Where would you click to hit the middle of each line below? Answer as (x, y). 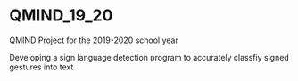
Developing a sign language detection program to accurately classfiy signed (149, 57)
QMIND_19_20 (61, 16)
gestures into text (41, 67)
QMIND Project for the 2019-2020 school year (94, 40)
